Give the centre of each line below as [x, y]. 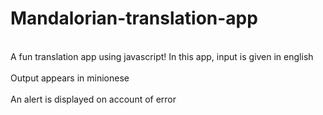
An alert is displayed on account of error [93, 99]
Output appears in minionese [70, 78]
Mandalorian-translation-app [134, 18]
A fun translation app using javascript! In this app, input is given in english [162, 56]
